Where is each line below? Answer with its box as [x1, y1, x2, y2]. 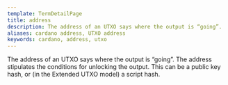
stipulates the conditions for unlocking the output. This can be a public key [7, 63, 221, 71]
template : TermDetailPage [7, 10, 82, 17]
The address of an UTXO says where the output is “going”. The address [7, 55, 212, 63]
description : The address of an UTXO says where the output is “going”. [7, 23, 222, 30]
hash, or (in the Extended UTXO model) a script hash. [7, 70, 161, 79]
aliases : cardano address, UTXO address [7, 29, 127, 37]
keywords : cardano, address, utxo [7, 36, 108, 43]
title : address [7, 17, 51, 24]
